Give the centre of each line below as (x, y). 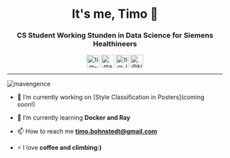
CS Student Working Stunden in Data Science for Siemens (115, 36)
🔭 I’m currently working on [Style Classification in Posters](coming (111, 97)
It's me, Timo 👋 (115, 14)
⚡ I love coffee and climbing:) (59, 148)
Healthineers (115, 44)
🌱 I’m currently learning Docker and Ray (74, 118)
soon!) (26, 105)
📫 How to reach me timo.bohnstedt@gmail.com (87, 131)
